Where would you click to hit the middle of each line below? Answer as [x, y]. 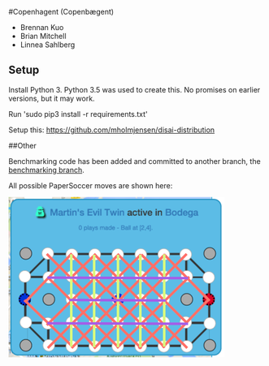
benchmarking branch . [47, 170]
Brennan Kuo [42, 27]
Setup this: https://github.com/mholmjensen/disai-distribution [112, 130]
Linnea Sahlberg [48, 45]
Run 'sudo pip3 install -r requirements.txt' [78, 114]
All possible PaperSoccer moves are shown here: [91, 185]
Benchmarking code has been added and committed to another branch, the [135, 161]
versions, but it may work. [52, 98]
